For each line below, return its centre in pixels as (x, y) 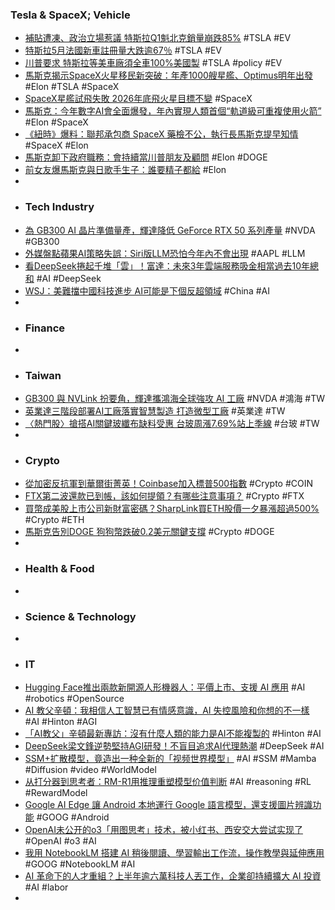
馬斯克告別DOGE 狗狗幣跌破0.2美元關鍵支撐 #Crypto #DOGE (149, 532)
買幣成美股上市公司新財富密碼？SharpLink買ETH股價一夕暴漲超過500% (172, 509)
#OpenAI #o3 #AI (60, 841)
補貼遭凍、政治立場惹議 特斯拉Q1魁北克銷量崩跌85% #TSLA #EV (158, 38)
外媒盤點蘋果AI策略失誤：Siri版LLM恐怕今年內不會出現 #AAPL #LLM (165, 253)
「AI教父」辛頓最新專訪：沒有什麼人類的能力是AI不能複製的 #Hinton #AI (173, 734)
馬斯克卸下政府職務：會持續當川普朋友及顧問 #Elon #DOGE (146, 157)
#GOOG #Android (73, 817)
